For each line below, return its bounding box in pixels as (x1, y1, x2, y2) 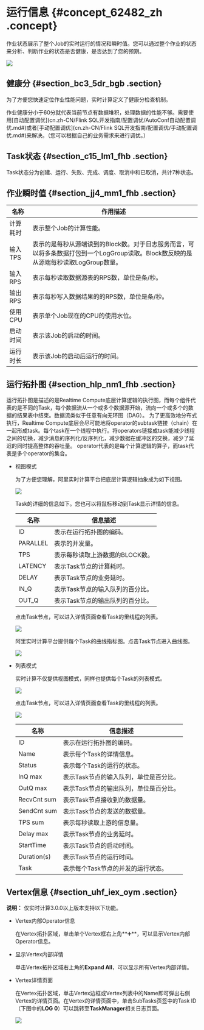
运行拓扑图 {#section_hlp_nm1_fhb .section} (6, 379, 176, 389)
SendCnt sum (18, 807, 58, 815)
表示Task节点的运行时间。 (63, 853, 138, 861)
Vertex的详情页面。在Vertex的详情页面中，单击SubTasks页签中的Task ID (15, 997, 197, 1004)
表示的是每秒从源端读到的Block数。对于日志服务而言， (32, 240, 188, 249)
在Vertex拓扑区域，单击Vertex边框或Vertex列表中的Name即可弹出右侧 (15, 990, 191, 996)
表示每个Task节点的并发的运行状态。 (63, 864, 168, 873)
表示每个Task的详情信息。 (63, 750, 138, 759)
